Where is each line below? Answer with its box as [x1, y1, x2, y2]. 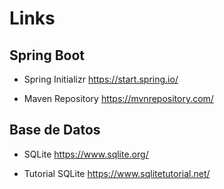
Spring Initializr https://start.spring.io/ [23, 73, 179, 85]
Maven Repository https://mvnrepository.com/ [23, 93, 214, 104]
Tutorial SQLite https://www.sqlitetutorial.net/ [23, 167, 211, 179]
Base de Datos [9, 122, 101, 139]
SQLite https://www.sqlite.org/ [23, 148, 149, 160]
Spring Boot [9, 47, 85, 64]
